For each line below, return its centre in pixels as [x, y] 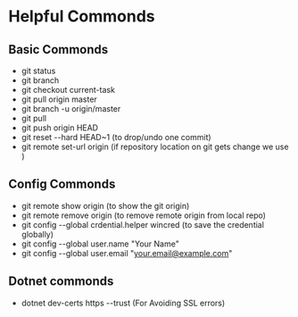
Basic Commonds [58, 50]
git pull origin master [59, 99]
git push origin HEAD [60, 128]
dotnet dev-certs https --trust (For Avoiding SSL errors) [123, 303]
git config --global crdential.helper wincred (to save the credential [143, 224]
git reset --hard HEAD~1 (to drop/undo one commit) [116, 137]
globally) [37, 234]
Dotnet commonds [61, 282]
